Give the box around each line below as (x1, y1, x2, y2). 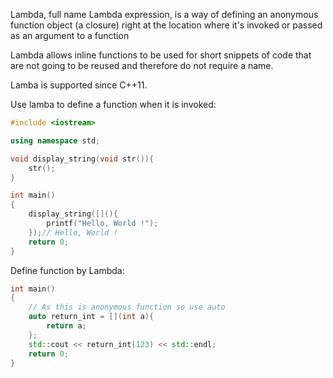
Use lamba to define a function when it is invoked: (10, 99, 217, 110)
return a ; (46, 321, 87, 331)
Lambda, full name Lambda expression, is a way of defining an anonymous (10, 9, 319, 20)
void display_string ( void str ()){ (10, 154, 155, 164)
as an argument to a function (10, 30, 130, 41)
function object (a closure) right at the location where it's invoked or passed (10, 19, 323, 31)
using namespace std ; (10, 135, 101, 146)
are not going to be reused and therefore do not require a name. (10, 60, 274, 71)
